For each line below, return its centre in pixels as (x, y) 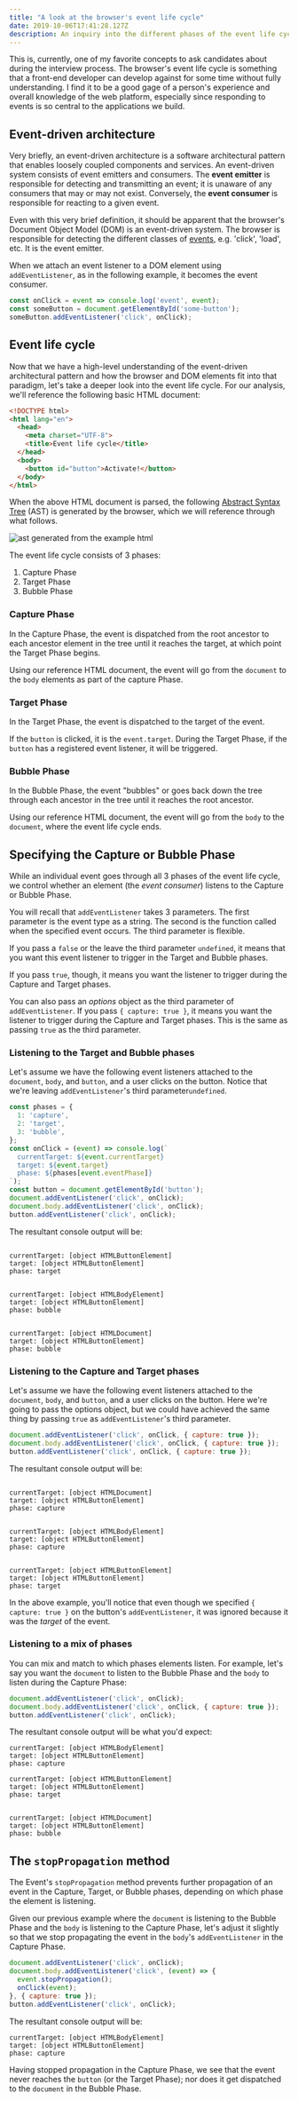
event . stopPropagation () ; (65, 1980)
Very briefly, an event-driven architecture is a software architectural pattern (147, 155)
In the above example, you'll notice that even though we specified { (132, 1602)
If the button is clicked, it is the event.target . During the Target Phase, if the (149, 739)
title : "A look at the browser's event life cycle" (106, 17)
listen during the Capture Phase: (68, 1682)
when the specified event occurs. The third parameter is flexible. (127, 931)
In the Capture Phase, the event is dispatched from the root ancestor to (139, 634)
